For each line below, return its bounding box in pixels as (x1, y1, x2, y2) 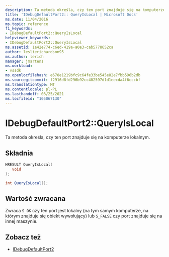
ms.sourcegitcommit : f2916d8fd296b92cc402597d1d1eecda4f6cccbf (5, 77, 141, 82)
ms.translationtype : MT (5, 82, 55, 87)
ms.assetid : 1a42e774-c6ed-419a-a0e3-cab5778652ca (5, 45, 114, 50)
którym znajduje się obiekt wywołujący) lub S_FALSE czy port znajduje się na (5, 213, 162, 219)
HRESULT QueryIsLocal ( (5, 162, 53, 167)
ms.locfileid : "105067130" (5, 96, 62, 101)
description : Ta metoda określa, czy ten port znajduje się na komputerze (5, 7, 165, 13)
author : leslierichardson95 (5, 49, 64, 54)
